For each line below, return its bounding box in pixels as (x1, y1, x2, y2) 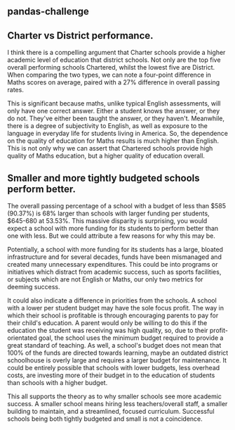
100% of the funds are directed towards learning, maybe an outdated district (7, 348, 229, 358)
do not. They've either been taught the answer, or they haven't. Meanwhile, (7, 114, 225, 122)
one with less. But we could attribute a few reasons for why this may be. (7, 232, 215, 240)
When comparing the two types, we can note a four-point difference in (7, 70, 212, 80)
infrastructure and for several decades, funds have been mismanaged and (7, 253, 222, 261)
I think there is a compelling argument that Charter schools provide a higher (7, 49, 226, 57)
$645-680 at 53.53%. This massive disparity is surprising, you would (7, 217, 208, 225)
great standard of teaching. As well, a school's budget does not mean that (7, 341, 222, 350)
